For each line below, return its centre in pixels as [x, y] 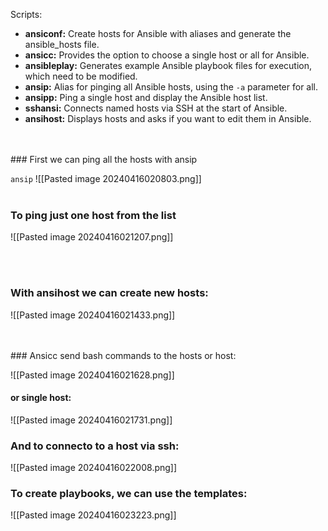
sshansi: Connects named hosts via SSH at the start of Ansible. [156, 108]
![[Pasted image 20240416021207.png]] [92, 237]
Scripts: [26, 14]
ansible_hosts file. [62, 44]
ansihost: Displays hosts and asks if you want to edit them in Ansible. [168, 118]
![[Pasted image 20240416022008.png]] [94, 468]
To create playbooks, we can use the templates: [129, 494]
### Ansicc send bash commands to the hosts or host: [123, 355]
